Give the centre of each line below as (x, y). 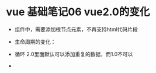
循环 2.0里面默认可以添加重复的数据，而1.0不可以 (74, 54)
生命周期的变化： (35, 41)
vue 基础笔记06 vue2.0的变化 (78, 12)
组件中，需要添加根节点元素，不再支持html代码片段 (76, 29)
